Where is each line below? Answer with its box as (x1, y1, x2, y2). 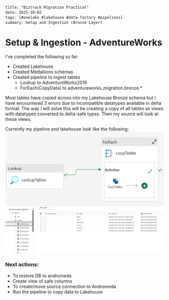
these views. (5, 116, 32, 122)
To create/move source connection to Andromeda (12, 283, 117, 289)
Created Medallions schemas (12, 68, 74, 75)
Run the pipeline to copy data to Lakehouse (12, 288, 103, 295)
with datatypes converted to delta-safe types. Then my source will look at (5, 111, 159, 117)
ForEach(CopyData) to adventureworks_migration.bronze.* (20, 84, 143, 91)
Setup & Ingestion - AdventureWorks (5, 37, 162, 49)
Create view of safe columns (12, 278, 72, 284)
